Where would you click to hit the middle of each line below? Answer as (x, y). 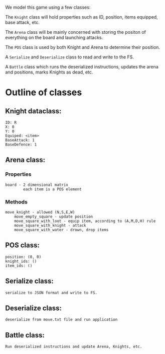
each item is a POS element (52, 189)
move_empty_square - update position (54, 217)
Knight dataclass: (33, 111)
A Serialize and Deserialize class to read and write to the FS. (70, 57)
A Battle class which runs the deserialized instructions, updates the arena (82, 67)
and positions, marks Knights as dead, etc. (49, 72)
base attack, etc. (23, 22)
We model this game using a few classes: (48, 7)
